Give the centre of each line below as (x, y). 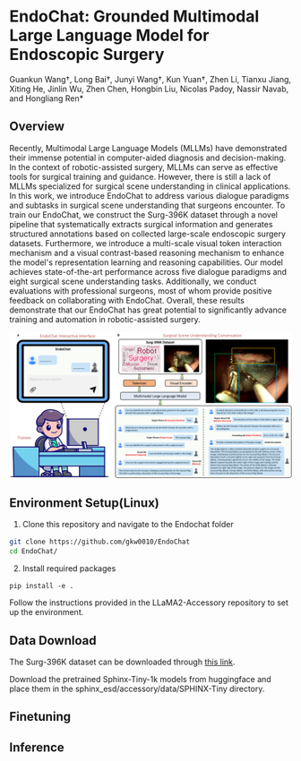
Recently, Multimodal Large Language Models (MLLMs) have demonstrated (148, 148)
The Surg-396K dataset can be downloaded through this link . (122, 662)
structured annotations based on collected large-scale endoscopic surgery (148, 234)
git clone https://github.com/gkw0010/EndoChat (100, 542)
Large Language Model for (109, 35)
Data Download (53, 641)
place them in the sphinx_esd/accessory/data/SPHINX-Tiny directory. (137, 688)
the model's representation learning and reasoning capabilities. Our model (146, 262)
